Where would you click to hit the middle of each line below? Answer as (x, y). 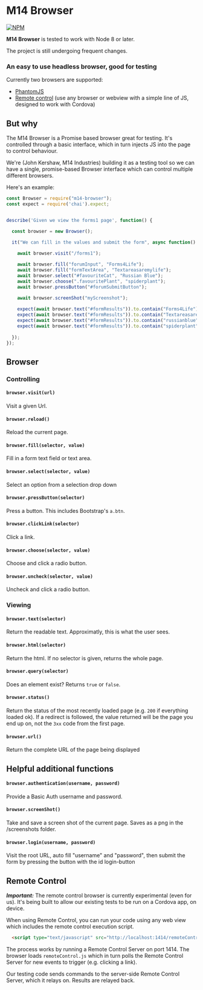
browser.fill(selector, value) (46, 445)
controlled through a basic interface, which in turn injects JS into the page (98, 145)
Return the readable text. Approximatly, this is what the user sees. (88, 632)
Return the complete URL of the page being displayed (73, 750)
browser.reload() (28, 419)
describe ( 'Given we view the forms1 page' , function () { (79, 220)
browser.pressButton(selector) (46, 498)
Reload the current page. (37, 432)
